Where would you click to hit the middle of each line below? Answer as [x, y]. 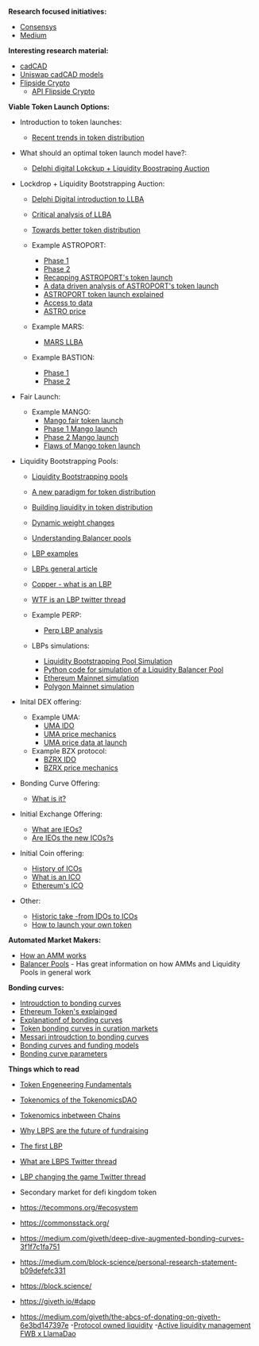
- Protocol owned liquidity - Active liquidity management [161, 1325]
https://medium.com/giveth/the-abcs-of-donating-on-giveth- [120, 1317]
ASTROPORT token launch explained [104, 294]
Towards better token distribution [86, 230]
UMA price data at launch [85, 742]
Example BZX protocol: [69, 751]
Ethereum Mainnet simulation [91, 678]
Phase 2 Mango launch [81, 437]
